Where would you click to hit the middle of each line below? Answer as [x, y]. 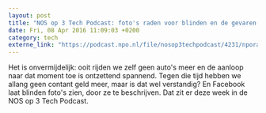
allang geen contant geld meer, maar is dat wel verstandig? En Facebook [127, 85]
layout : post [30, 15]
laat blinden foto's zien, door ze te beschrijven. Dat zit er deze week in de [128, 92]
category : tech [33, 38]
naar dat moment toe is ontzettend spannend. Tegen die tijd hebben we [125, 76]
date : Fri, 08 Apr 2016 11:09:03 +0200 [74, 30]
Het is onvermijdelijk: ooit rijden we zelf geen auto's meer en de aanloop [126, 67]
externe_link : [32, 45]
